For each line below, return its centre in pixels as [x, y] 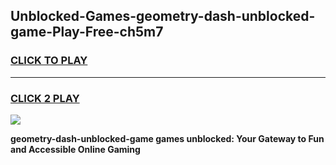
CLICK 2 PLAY [45, 98]
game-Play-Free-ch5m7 [87, 32]
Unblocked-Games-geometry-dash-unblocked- [163, 16]
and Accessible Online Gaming [75, 149]
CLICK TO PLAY [49, 61]
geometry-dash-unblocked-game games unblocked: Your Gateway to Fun [167, 138]
